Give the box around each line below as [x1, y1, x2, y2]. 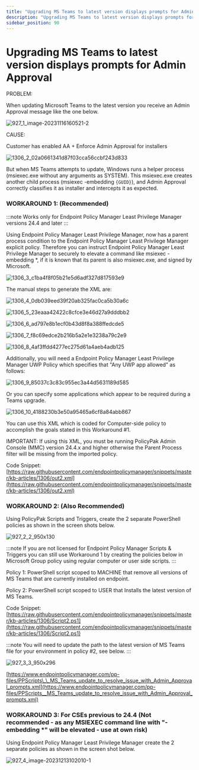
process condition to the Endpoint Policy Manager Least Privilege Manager [6, 237, 189, 244]
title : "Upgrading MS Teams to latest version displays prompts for [6, 8, 179, 15]
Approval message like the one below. [6, 108, 99, 115]
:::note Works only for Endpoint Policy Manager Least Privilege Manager [6, 213, 182, 220]
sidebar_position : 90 [6, 20, 60, 26]
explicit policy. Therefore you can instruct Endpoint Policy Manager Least [6, 243, 185, 250]
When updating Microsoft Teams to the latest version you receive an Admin [6, 102, 190, 109]
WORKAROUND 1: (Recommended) [6, 200, 109, 208]
